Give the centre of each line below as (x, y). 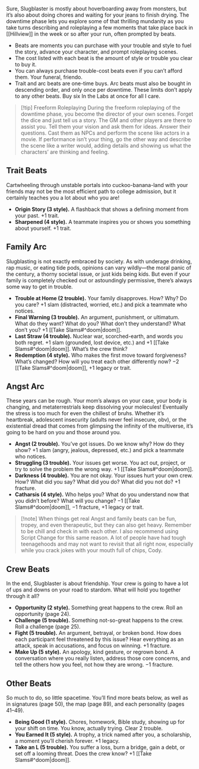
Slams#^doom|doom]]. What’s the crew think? (71, 348)
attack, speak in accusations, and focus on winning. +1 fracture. (93, 646)
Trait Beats (27, 171)
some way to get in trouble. (40, 287)
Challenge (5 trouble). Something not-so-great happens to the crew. (99, 620)
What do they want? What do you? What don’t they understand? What (100, 323)
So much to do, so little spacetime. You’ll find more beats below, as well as (97, 698)
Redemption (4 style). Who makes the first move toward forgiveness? (101, 355)
